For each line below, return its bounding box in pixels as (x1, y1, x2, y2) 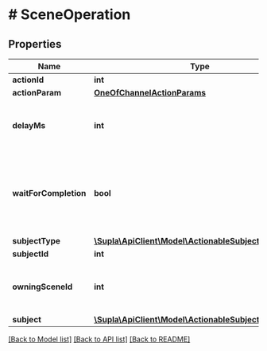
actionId (12, 74, 44, 85)
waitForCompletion (12, 188, 87, 198)
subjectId (12, 248, 49, 259)
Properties (8, 37, 62, 51)
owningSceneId (12, 281, 73, 292)
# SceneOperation (8, 6, 131, 24)
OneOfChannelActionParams (94, 88, 207, 98)
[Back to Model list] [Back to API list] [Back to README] (8, 334, 191, 344)
